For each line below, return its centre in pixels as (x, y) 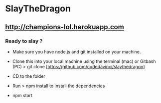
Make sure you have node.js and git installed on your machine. (77, 51)
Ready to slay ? (24, 41)
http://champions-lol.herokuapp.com (65, 27)
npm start (22, 95)
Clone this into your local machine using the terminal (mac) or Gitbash (84, 61)
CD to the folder (29, 76)
